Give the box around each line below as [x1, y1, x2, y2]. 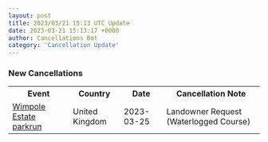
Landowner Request [166, 106, 242, 117]
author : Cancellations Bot [8, 34, 98, 42]
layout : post [8, 11, 52, 20]
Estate [12, 111, 36, 122]
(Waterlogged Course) [166, 116, 251, 128]
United [73, 106, 98, 117]
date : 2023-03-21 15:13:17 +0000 [8, 26, 120, 34]
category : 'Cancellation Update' [8, 41, 120, 49]
